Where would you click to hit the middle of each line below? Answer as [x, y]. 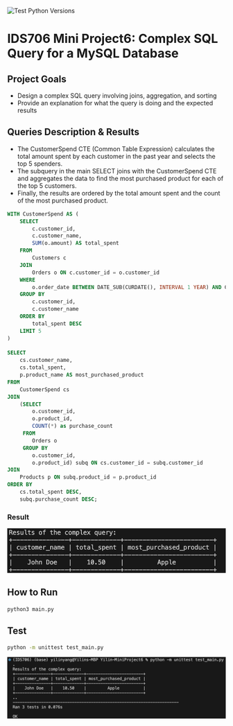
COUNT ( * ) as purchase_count [72, 426]
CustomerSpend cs [45, 389]
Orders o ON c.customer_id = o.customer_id [96, 273]
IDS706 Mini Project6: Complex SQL [113, 39]
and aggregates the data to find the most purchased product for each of [120, 178]
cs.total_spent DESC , [51, 492]
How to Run [33, 593]
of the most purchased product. [63, 200]
